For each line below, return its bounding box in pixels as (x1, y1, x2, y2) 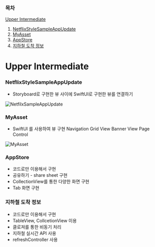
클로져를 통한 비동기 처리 (12, 224, 62, 230)
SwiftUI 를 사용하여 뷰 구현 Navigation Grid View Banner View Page (12, 126, 150, 132)
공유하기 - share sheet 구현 (12, 172, 68, 178)
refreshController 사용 (12, 236, 58, 242)
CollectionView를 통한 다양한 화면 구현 (12, 178, 90, 185)
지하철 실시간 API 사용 (12, 230, 57, 236)
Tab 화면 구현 (12, 185, 39, 191)
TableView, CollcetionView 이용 (12, 217, 77, 223)
